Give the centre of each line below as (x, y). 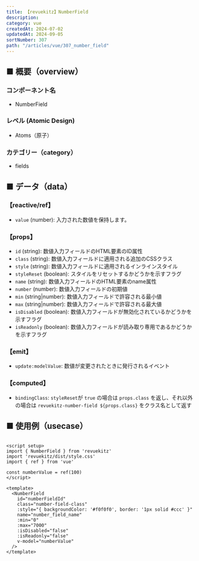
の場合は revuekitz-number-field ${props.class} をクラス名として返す (103, 405)
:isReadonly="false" (43, 536)
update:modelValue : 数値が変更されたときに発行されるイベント (92, 366)
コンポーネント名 (31, 90)
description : (23, 18)
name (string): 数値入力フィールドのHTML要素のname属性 (86, 282)
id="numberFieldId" (42, 499)
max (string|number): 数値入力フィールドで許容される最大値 (88, 304)
